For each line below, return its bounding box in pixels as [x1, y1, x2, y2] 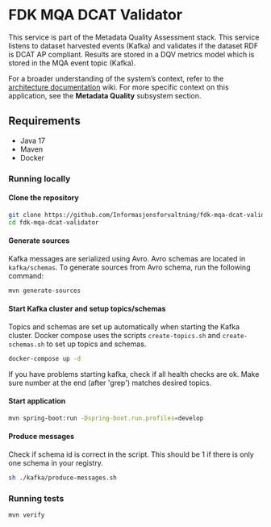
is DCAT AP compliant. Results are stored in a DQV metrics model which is [8, 49, 255, 59]
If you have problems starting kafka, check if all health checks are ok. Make [8, 369, 260, 379]
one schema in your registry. [8, 458, 103, 468]
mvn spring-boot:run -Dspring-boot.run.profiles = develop [8, 414, 204, 422]
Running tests [8, 492, 65, 504]
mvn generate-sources [8, 287, 81, 295]
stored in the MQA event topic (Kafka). [8, 58, 136, 68]
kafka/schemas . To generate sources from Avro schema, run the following [8, 262, 251, 272]
